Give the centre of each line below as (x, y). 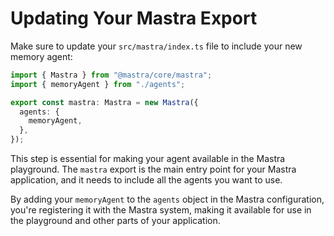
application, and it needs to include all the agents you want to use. (146, 180)
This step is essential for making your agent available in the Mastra (148, 159)
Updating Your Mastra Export (134, 18)
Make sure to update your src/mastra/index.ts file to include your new (156, 46)
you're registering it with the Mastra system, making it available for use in (161, 210)
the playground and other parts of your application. (115, 221)
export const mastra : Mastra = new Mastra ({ (104, 102)
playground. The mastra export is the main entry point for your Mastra (153, 169)
